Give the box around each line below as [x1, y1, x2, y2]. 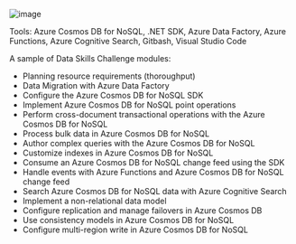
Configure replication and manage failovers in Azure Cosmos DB [22, 205, 263, 216]
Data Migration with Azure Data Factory [22, 80, 170, 90]
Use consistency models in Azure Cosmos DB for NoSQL [22, 215, 235, 225]
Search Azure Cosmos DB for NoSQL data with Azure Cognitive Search [22, 186, 287, 196]
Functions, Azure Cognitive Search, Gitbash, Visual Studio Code [9, 36, 247, 46]
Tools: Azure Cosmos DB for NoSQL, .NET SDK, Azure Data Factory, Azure [9, 26, 287, 36]
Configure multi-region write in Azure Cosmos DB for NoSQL [22, 224, 248, 235]
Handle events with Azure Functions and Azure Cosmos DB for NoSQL [22, 167, 284, 177]
